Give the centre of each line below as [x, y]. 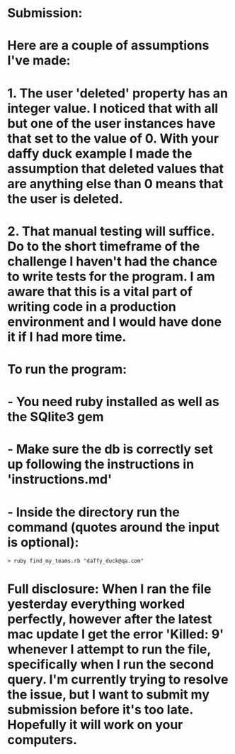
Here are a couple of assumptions [108, 46]
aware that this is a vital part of [100, 291]
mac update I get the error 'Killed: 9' [116, 634]
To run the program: [67, 369]
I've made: [39, 61]
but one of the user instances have [111, 123]
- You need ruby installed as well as [113, 402]
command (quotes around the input [114, 527]
